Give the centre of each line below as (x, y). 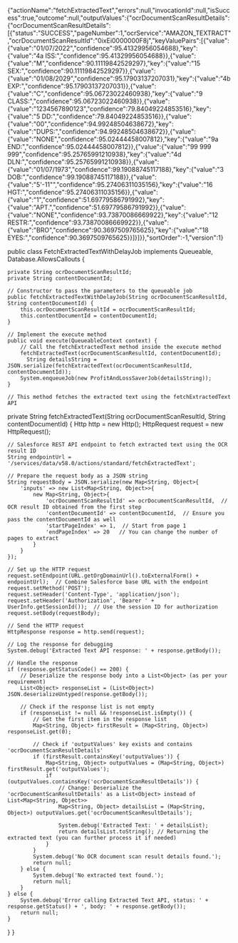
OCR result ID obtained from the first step (74, 507)
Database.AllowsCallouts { (46, 259)
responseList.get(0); (40, 732)
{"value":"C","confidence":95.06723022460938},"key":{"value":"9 (105, 93)
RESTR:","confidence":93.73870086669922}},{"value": (88, 223)
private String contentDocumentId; (60, 278)
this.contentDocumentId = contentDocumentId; (89, 316)
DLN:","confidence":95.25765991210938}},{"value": (83, 162)
